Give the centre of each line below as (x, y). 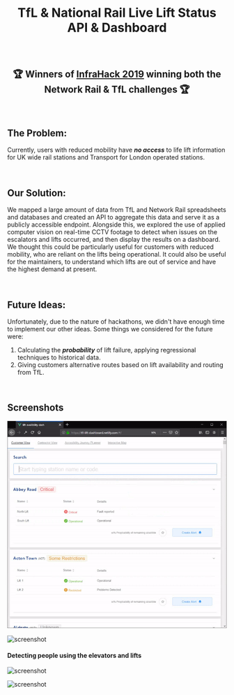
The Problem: (37, 133)
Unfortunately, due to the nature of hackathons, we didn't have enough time (116, 322)
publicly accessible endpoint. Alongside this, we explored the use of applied (116, 224)
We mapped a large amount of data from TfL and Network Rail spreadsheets (117, 210)
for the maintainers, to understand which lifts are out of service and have (112, 262)
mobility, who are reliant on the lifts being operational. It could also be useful (117, 255)
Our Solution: (37, 193)
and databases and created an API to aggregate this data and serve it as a (114, 217)
